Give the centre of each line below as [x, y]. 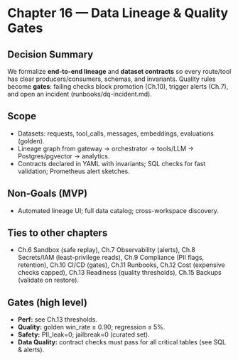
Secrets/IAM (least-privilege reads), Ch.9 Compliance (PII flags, [111, 258]
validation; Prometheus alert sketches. [74, 171]
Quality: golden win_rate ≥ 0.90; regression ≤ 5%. [91, 327]
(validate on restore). [48, 280]
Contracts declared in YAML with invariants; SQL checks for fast [112, 163]
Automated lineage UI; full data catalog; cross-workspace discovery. [118, 210]
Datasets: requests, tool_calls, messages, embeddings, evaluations [116, 133]
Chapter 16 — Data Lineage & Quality [118, 13]
